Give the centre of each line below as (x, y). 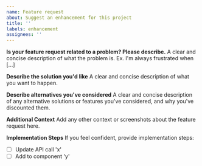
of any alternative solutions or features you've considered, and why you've (100, 102)
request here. (23, 126)
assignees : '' (24, 35)
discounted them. (28, 108)
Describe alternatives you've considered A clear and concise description (99, 95)
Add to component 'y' (42, 156)
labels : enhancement (33, 29)
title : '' (19, 23)
